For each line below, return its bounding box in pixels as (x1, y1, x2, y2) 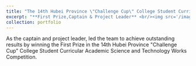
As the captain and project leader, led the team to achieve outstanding (6, 35, 175, 42)
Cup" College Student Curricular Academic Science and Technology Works (6, 47, 187, 54)
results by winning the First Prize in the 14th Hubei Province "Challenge (6, 41, 177, 48)
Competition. (6, 53, 37, 61)
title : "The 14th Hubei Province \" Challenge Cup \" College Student (6, 8, 176, 14)
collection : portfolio (6, 19, 61, 25)
